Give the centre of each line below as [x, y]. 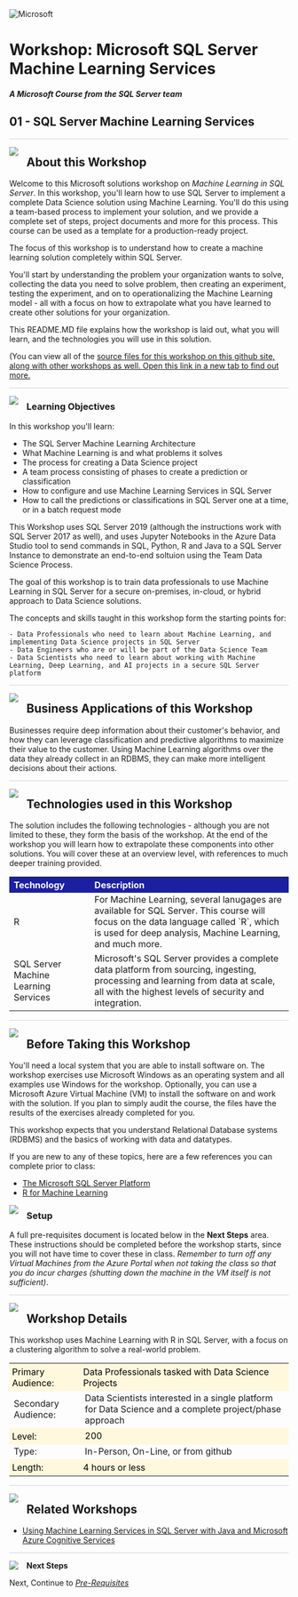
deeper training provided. [55, 863]
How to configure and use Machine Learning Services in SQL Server [147, 490]
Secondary [36, 1404]
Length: [28, 1468]
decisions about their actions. [63, 767]
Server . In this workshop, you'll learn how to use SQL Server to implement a [147, 193]
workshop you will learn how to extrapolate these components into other [141, 845]
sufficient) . [29, 1282]
